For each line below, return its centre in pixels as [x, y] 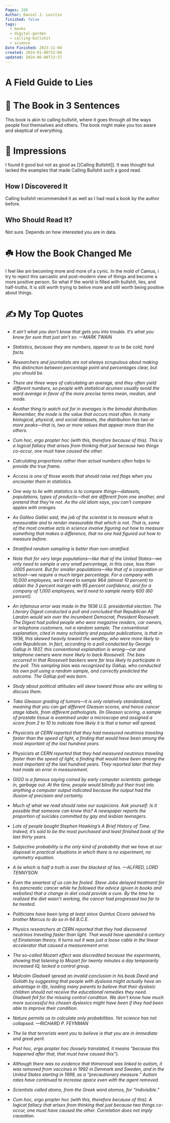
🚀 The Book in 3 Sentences [62, 105]
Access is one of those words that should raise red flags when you [82, 476]
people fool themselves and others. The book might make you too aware [81, 125]
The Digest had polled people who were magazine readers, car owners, [88, 622]
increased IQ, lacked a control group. [51, 966]
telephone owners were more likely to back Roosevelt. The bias [79, 654]
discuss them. [27, 691]
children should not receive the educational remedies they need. [80, 992]
